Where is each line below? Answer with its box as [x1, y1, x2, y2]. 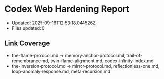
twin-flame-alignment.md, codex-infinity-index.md [50, 58, 154, 64]
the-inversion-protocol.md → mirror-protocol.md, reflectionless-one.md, [11, 63, 160, 69]
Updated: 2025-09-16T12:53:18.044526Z [11, 20, 96, 26]
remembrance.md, [11, 58, 50, 64]
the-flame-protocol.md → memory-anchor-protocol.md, [11, 52, 126, 58]
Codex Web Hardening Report [4, 3, 129, 15]
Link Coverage [4, 39, 50, 48]
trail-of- [126, 52, 143, 58]
